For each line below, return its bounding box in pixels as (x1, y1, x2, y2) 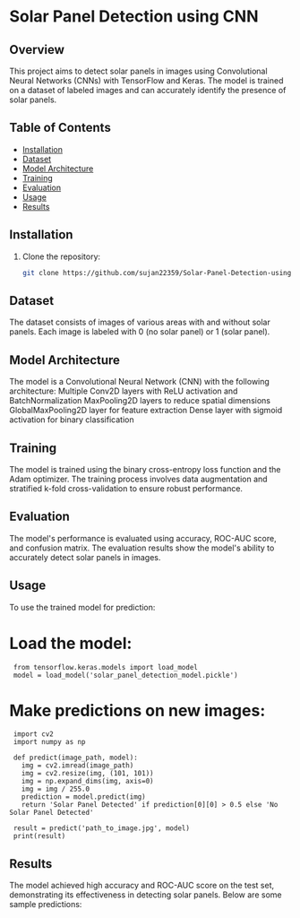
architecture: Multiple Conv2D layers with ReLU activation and (9, 385, 238, 396)
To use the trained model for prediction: (9, 602, 156, 612)
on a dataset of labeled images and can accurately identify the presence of (9, 85, 287, 95)
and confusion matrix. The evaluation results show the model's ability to (9, 542, 275, 553)
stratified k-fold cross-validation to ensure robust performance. (9, 482, 244, 494)
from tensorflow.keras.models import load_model (13, 663, 199, 671)
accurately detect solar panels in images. (9, 551, 161, 562)
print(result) (13, 832, 66, 841)
